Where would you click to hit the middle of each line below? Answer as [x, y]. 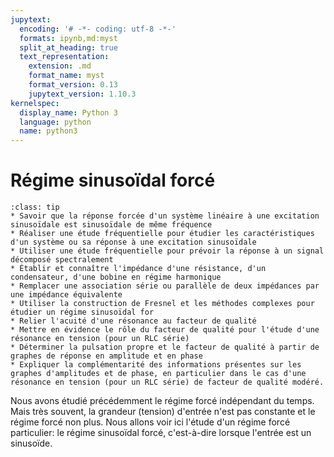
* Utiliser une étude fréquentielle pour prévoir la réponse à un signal [167, 251]
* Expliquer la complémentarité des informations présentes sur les [156, 365]
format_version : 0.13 [73, 85]
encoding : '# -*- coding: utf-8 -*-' [98, 29]
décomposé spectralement [62, 260]
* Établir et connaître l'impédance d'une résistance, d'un [138, 269]
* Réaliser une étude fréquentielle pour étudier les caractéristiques [162, 234]
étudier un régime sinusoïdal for [82, 312]
